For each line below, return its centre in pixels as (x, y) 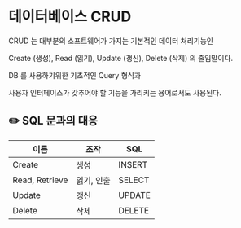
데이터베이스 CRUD (70, 17)
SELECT (134, 180)
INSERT (133, 164)
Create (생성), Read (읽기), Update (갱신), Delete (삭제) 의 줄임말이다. (121, 58)
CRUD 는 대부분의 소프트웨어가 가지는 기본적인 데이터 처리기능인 (111, 41)
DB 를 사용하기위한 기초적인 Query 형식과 (74, 75)
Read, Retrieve (40, 180)
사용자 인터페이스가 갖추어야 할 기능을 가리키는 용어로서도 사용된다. (115, 92)
